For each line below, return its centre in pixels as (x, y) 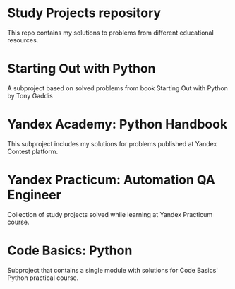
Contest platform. (33, 151)
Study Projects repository (84, 13)
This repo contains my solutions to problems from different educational (110, 33)
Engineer (34, 195)
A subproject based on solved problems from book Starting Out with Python (117, 88)
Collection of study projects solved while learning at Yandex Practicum (110, 214)
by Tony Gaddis (30, 95)
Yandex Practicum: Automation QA (111, 180)
